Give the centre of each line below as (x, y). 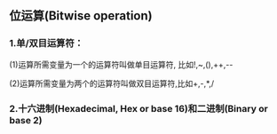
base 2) (26, 120)
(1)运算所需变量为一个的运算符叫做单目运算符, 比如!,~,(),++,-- (121, 64)
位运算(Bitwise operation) (81, 16)
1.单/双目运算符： (47, 43)
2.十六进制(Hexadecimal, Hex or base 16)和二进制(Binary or (138, 108)
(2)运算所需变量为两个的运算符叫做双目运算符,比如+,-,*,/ (112, 83)
